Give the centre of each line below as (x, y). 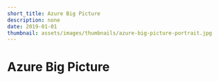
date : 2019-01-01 (32, 26)
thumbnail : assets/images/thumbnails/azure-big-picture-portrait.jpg (110, 33)
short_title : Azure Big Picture (54, 13)
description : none (34, 20)
